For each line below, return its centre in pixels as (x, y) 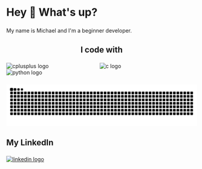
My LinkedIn (30, 143)
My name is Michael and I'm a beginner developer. (69, 31)
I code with (102, 50)
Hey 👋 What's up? (52, 12)
